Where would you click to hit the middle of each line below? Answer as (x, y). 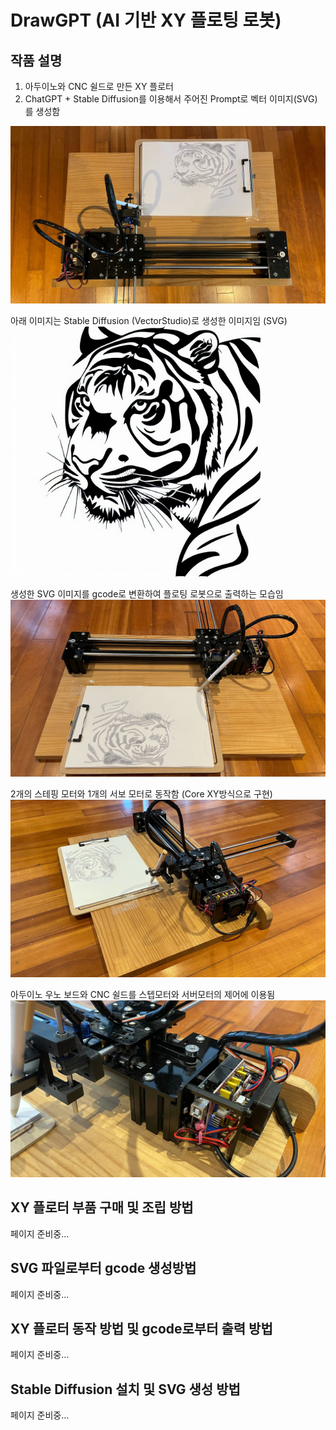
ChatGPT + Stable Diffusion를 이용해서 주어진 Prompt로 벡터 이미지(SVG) (171, 99)
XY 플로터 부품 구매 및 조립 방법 (102, 1207)
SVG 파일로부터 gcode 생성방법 (103, 1268)
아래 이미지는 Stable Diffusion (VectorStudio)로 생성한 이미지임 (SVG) (149, 320)
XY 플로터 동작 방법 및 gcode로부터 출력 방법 (141, 1329)
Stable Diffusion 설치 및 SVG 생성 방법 (125, 1389)
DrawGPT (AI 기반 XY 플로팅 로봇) (146, 20)
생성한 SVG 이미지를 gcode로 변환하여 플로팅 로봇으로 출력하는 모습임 (147, 593)
